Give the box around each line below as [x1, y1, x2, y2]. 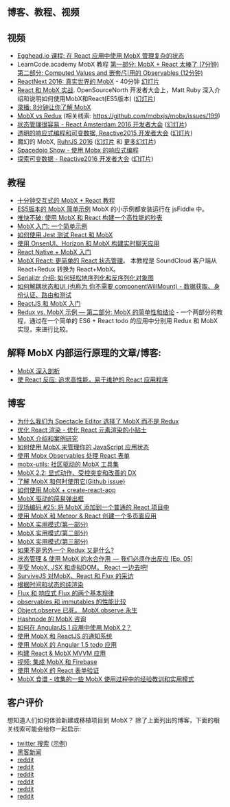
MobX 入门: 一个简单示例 [16, 222, 88, 230]
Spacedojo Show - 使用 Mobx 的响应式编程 [16, 146, 139, 155]
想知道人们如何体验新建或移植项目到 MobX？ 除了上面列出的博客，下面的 [7, 716, 214, 725]
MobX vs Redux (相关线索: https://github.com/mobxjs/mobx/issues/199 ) [16, 112, 221, 120]
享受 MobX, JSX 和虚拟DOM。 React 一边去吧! [16, 563, 148, 571]
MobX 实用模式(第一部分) [16, 520, 89, 528]
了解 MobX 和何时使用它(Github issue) [16, 477, 126, 485]
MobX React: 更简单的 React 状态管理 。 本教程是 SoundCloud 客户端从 [16, 256, 218, 265]
